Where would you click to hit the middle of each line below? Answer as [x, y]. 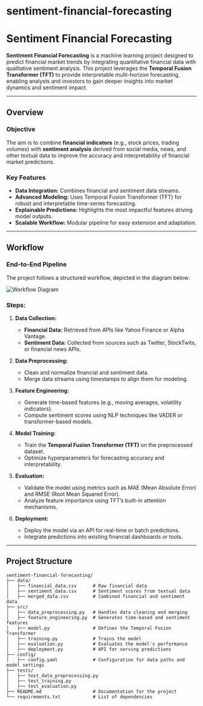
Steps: [16, 305]
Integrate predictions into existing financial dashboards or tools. [103, 537]
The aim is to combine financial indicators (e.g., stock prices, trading [93, 143]
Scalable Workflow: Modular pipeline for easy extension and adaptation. [106, 223]
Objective [21, 129]
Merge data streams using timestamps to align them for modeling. [106, 379]
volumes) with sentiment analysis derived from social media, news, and [96, 149]
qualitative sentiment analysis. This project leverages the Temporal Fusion [99, 68]
